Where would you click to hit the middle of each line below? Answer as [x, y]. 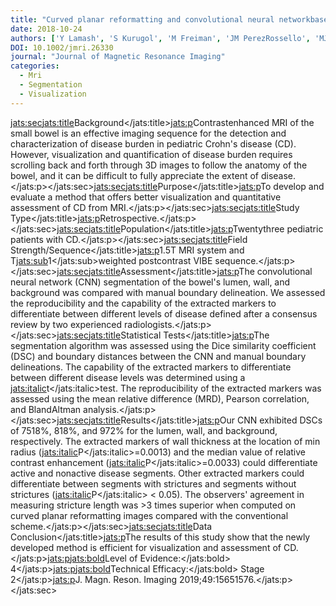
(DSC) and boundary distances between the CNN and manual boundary [158, 356]
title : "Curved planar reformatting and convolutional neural [142, 19]
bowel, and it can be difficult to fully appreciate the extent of [135, 175]
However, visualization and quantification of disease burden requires [151, 154]
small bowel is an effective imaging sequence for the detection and [148, 133]
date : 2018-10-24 [46, 29]
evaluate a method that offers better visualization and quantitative [146, 197]
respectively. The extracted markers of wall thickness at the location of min [165, 441]
